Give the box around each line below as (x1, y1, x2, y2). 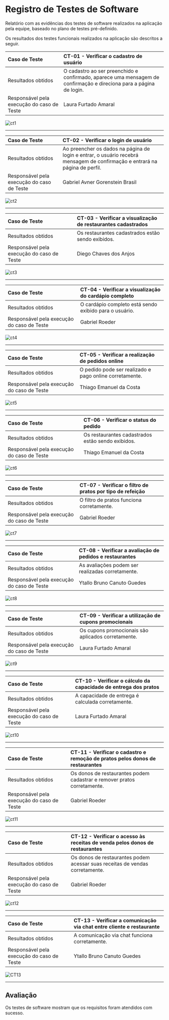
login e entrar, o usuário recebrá (62, 151, 139, 158)
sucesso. (5, 1009, 24, 1016)
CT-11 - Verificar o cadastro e (70, 748, 147, 755)
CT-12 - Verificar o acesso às (70, 833, 145, 840)
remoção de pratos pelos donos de (70, 755, 156, 762)
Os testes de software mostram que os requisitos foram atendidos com (5, 1004, 152, 1010)
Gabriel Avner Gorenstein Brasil (62, 178, 137, 185)
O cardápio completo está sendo (80, 301, 157, 308)
